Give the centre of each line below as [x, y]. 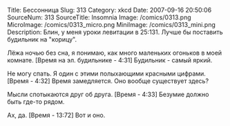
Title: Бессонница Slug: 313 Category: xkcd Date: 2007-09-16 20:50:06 [109, 10]
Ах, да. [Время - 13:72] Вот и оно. [56, 115]
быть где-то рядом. [36, 102]
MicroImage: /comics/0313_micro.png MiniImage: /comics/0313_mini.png [112, 25]
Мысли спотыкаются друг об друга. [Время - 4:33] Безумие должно [108, 94]
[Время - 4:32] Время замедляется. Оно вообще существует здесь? [108, 81]
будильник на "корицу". [42, 39]
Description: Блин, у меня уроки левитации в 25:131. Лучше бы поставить [115, 32]
